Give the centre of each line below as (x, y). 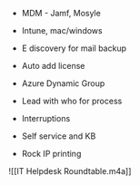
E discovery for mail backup (74, 48)
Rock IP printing (51, 154)
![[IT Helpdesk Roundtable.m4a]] (70, 171)
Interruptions (46, 118)
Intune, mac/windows (62, 30)
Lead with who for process (72, 101)
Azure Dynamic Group (63, 83)
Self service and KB (59, 136)
